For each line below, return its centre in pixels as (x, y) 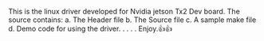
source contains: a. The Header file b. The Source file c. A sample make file (132, 20)
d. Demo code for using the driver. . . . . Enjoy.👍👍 (91, 28)
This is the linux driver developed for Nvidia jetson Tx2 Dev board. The (124, 11)
